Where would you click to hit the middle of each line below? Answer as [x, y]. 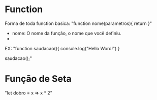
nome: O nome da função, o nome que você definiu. [67, 33]
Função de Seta [38, 79]
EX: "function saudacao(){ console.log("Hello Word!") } [62, 48]
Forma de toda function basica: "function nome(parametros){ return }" [78, 23]
